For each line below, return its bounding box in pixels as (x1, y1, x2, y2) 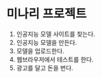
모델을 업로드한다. (16, 47, 64, 55)
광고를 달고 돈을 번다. (16, 64, 73, 72)
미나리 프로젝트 (6, 6, 87, 22)
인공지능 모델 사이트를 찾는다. (16, 30, 96, 38)
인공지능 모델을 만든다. (16, 38, 77, 46)
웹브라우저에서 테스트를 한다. (16, 55, 94, 63)
